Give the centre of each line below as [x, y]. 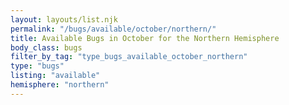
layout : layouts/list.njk [64, 19]
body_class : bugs [46, 47]
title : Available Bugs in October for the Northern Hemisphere [145, 38]
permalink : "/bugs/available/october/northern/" [113, 29]
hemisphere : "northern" [60, 85]
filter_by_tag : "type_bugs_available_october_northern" [129, 57]
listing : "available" [55, 76]
